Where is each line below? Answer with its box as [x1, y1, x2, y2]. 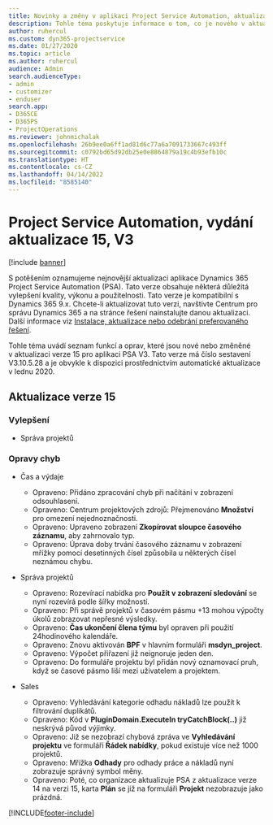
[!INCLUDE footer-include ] [8, 808, 95, 818]
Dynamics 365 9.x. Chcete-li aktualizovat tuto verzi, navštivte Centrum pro [8, 298, 258, 309]
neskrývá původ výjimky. [32, 723, 116, 732]
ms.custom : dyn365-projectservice [8, 34, 126, 43]
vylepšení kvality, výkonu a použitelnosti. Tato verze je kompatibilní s [8, 290, 240, 300]
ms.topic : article [8, 50, 71, 58]
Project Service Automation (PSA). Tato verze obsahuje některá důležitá [8, 281, 249, 291]
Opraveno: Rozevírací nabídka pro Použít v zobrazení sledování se [32, 588, 258, 597]
